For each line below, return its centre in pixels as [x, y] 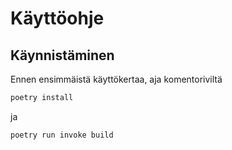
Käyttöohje [57, 18]
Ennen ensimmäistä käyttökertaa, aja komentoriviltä [116, 79]
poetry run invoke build [62, 135]
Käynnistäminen [62, 55]
